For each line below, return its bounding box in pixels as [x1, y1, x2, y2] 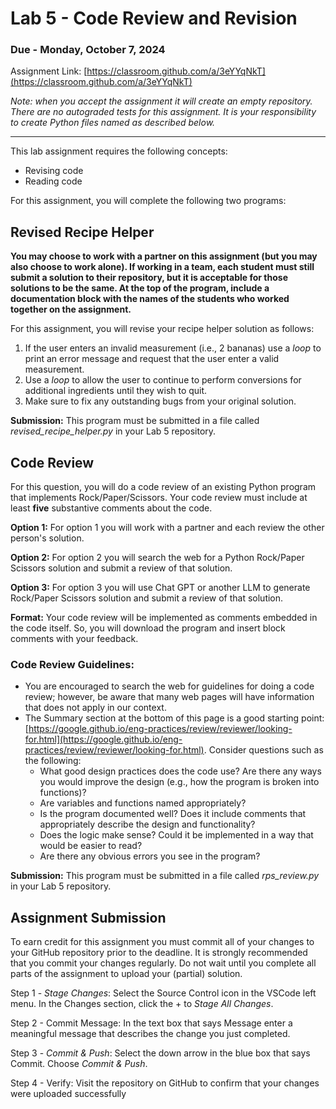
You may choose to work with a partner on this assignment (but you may [10, 250, 318, 262]
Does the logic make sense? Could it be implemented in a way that [39, 829, 314, 841]
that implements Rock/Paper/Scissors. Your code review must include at [10, 492, 308, 504]
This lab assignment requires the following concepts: [10, 145, 228, 157]
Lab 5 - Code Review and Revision [10, 7, 298, 30]
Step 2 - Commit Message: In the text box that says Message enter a [10, 1017, 293, 1029]
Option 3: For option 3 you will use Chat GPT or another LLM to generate [10, 582, 311, 594]
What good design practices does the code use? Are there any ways [39, 765, 322, 777]
